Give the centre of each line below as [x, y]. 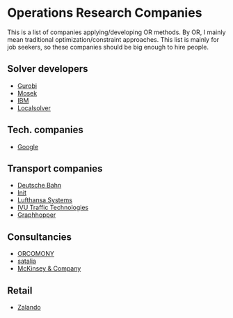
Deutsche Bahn [39, 185]
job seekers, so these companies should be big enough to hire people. [108, 47]
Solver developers [48, 69]
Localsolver [34, 108]
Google [28, 146]
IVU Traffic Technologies [53, 208]
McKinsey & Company [49, 268]
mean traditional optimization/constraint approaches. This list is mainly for [113, 39]
